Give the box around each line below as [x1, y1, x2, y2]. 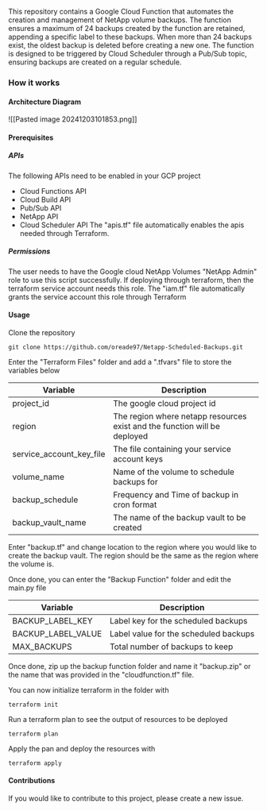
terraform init [8, 701, 59, 709]
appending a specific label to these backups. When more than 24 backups [8, 32, 253, 41]
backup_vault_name [12, 516, 87, 527]
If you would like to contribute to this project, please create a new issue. [8, 794, 244, 803]
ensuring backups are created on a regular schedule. [8, 57, 182, 67]
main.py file [8, 583, 47, 593]
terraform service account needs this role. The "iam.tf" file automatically [8, 284, 246, 293]
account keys [112, 453, 164, 464]
